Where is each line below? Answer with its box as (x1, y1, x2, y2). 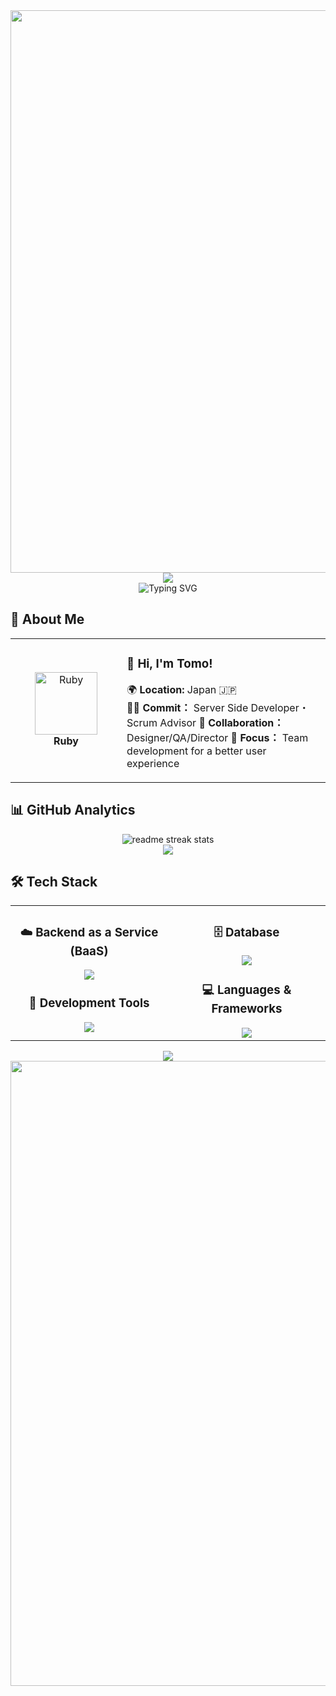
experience (126, 756, 180, 770)
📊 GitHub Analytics (10, 802, 136, 819)
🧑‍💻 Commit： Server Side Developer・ (126, 700, 310, 714)
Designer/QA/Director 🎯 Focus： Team (126, 730, 309, 744)
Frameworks (211, 1001, 283, 1017)
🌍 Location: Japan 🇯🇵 (126, 682, 237, 696)
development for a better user (126, 744, 267, 758)
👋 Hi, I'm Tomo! (126, 656, 213, 672)
